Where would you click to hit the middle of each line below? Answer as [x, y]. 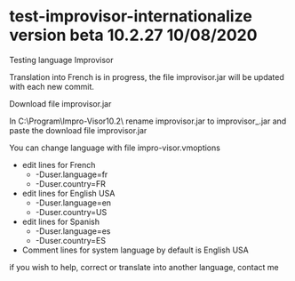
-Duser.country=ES [71, 240]
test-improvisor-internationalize [131, 16]
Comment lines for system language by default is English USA [135, 250]
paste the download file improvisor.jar [78, 130]
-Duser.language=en [73, 203]
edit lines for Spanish [61, 221]
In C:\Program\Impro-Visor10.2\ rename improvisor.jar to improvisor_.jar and [148, 121]
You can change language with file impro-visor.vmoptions [115, 148]
